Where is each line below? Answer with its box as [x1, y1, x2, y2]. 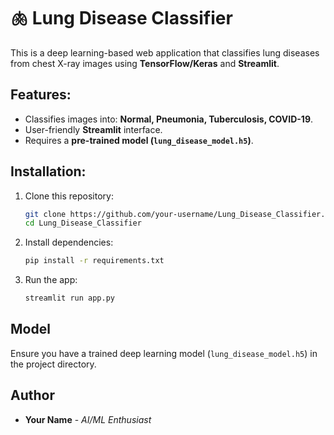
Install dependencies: [24, 236, 114, 249]
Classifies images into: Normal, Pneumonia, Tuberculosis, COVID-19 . [24, 113, 314, 125]
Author [10, 387, 55, 404]
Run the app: [24, 274, 78, 286]
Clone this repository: [24, 190, 114, 202]
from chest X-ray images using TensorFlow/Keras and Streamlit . [10, 57, 280, 69]
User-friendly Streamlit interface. [24, 123, 163, 135]
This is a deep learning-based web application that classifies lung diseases [10, 46, 320, 59]
